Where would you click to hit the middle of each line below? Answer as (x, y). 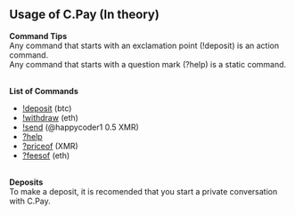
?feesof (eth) (46, 155)
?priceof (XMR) (50, 146)
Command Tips (38, 36)
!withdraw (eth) (50, 117)
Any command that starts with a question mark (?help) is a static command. (148, 64)
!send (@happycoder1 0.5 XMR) (81, 127)
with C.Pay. (30, 201)
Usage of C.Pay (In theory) (85, 15)
